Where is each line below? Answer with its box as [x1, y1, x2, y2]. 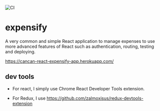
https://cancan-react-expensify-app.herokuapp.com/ [5, 58, 114, 64]
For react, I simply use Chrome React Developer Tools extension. [12, 85, 145, 91]
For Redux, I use [12, 95, 46, 101]
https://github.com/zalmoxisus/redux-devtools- [47, 95, 144, 101]
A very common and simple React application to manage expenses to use [5, 38, 155, 44]
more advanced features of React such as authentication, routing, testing [5, 43, 155, 49]
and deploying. [5, 48, 36, 54]
